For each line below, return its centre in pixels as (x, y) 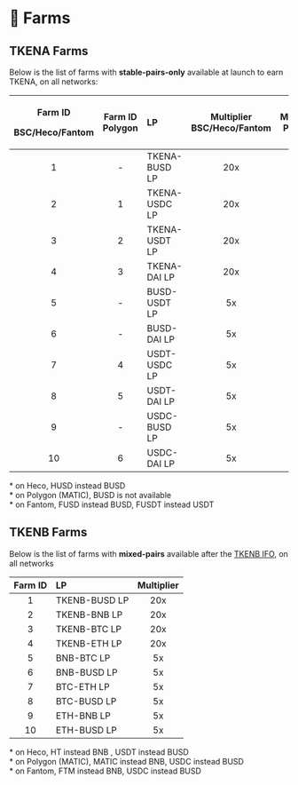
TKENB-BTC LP (89, 629)
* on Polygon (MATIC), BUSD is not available (90, 495)
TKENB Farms (48, 532)
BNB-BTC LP (83, 658)
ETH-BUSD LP (86, 730)
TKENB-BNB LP (90, 615)
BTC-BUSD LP (86, 701)
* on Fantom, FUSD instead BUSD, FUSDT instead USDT (112, 504)
